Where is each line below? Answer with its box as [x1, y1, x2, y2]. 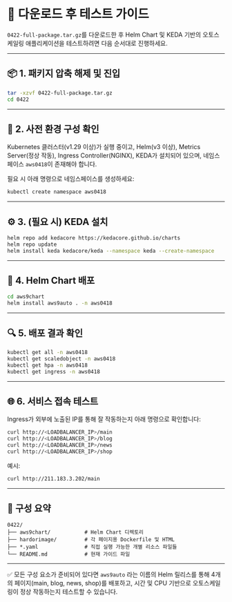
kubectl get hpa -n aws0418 [7, 362, 88, 369]
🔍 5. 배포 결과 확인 [7, 327, 84, 339]
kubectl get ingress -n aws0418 [7, 368, 100, 375]
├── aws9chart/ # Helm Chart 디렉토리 [7, 529, 144, 536]
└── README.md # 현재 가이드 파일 [7, 550, 130, 558]
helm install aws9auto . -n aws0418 [7, 300, 113, 307]
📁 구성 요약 [7, 503, 52, 514]
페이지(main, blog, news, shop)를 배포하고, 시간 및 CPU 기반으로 [14, 579, 191, 587]
